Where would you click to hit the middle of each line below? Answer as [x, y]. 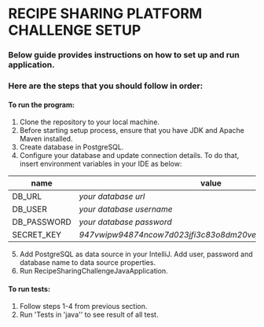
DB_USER [29, 209]
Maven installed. [46, 139]
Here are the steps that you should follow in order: [106, 86]
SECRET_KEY [37, 235]
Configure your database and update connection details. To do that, [129, 156]
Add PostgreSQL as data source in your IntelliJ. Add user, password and [136, 254]
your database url [112, 197]
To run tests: [29, 288]
